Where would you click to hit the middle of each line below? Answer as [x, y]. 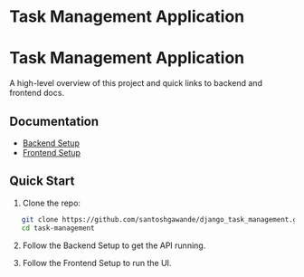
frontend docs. [37, 93]
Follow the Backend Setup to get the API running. [114, 245]
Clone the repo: [52, 203]
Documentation [54, 121]
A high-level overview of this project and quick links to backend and [136, 83]
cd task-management [58, 228]
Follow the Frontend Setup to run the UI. [97, 263]
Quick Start [42, 181]
